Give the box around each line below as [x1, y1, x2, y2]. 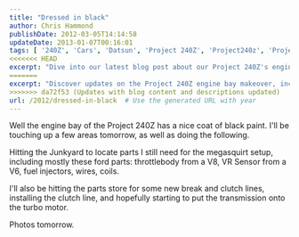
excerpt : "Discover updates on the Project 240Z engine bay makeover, [9, 79, 277, 88]
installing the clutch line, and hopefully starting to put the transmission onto [9, 192, 286, 203]
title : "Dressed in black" [9, 12, 109, 22]
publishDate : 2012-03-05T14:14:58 [9, 29, 138, 38]
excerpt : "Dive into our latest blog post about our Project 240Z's [9, 63, 269, 72]
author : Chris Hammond [9, 21, 93, 30]
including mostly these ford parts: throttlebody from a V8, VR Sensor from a [9, 157, 287, 168]
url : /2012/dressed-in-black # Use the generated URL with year [9, 95, 256, 105]
